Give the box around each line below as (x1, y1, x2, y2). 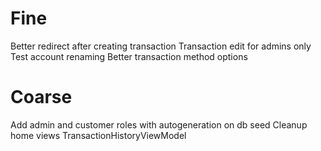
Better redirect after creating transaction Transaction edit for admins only (10, 40, 312, 52)
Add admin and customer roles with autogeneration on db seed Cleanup (10, 118, 308, 131)
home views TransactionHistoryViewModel (10, 129, 187, 141)
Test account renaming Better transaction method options (10, 50, 248, 62)
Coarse (10, 86, 73, 109)
